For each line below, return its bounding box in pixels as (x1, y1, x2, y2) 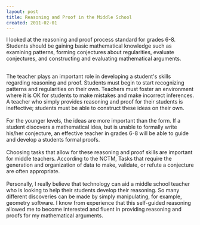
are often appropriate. (6, 168, 60, 175)
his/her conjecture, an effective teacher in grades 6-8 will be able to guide (6, 130, 189, 137)
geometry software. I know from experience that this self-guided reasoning (6, 199, 191, 207)
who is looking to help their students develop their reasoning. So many (6, 187, 180, 194)
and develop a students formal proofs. (6, 136, 100, 143)
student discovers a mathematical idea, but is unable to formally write (6, 123, 177, 131)
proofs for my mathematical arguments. (6, 212, 103, 219)
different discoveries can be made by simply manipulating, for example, (6, 193, 182, 200)
